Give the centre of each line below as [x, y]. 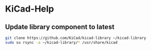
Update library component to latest [60, 27]
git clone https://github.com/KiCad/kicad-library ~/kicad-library [76, 38]
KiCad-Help [30, 9]
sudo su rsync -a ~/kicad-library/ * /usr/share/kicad [61, 42]
